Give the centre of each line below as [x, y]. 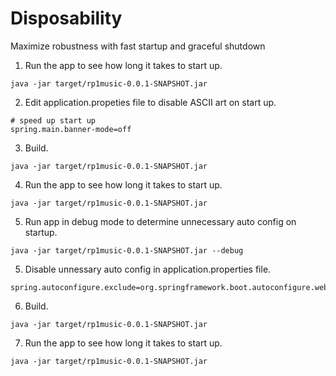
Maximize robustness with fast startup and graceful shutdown [138, 46]
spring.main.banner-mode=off [71, 129]
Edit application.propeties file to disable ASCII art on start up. [150, 102]
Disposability [66, 18]
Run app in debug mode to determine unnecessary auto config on [160, 221]
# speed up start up [53, 120]
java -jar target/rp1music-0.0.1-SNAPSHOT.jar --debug [127, 250]
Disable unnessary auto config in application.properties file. [148, 269]
